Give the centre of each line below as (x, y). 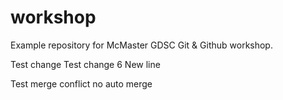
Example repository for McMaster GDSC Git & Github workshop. (141, 45)
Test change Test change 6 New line (85, 64)
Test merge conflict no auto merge (81, 83)
